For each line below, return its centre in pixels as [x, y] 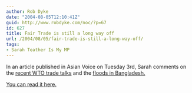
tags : [13, 45]
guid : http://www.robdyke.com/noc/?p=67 [57, 22]
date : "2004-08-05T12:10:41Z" [43, 17]
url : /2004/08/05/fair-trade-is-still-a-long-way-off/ [75, 39]
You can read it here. [32, 84]
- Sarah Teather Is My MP [38, 50]
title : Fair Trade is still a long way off [60, 34]
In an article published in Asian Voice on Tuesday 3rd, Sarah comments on [96, 67]
